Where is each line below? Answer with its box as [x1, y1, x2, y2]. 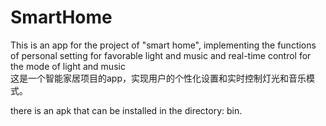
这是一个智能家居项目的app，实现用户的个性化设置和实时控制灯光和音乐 [10, 72, 307, 84]
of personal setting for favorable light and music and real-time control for [10, 49, 312, 61]
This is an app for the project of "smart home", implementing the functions [10, 39, 317, 51]
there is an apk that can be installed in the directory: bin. [10, 104, 243, 116]
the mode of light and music [10, 60, 126, 72]
